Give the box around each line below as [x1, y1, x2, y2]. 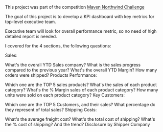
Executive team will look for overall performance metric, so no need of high [5, 28, 157, 34]
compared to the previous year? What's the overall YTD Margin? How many [5, 67, 158, 73]
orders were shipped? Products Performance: [5, 72, 97, 78]
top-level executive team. [5, 19, 56, 24]
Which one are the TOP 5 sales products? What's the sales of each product [5, 82, 157, 88]
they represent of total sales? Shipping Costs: [5, 107, 97, 112]
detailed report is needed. [5, 34, 57, 39]
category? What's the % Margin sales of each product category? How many [5, 87, 158, 92]
